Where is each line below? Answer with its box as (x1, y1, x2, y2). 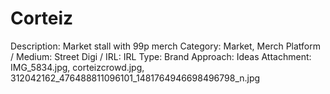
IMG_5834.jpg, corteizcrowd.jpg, (10, 61, 145, 73)
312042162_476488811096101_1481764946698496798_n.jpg (10, 72, 261, 84)
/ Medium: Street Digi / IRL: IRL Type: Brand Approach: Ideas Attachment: (10, 50, 312, 62)
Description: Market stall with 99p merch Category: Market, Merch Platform (10, 40, 321, 52)
